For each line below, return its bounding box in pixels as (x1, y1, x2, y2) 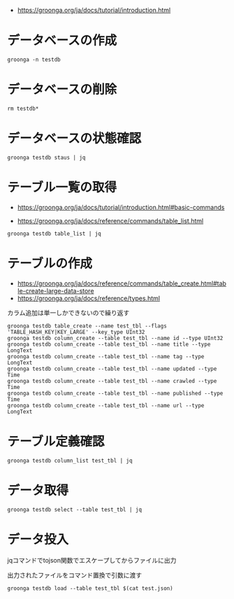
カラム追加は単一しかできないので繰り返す (7, 308, 130, 317)
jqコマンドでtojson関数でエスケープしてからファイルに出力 (7, 556, 177, 564)
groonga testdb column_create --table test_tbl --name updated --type (7, 365, 217, 372)
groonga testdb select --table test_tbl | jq (7, 506, 142, 513)
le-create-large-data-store (17, 286, 94, 295)
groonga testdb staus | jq (7, 154, 86, 161)
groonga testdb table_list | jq (7, 230, 101, 237)
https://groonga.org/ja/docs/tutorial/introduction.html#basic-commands (17, 203, 225, 211)
